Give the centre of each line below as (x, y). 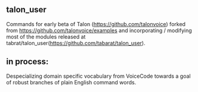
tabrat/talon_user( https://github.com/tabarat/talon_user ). (76, 43)
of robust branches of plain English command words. (71, 82)
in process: (27, 62)
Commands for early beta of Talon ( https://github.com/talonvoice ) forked (96, 24)
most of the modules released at (46, 37)
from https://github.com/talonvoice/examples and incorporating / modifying (99, 30)
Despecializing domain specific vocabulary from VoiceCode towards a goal (98, 76)
